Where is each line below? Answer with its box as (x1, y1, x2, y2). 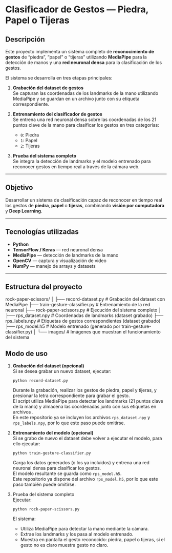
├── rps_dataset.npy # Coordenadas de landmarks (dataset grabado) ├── (5, 312, 164, 319)
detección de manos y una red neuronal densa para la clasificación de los (5, 60, 162, 65)
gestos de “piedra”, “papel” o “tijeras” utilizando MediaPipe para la (5, 54, 147, 60)
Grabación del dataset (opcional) (12, 363, 84, 369)
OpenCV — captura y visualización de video (12, 258, 106, 264)
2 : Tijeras (20, 143, 40, 149)
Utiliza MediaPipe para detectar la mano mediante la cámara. (20, 526, 149, 532)
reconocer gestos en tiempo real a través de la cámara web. (12, 164, 140, 170)
